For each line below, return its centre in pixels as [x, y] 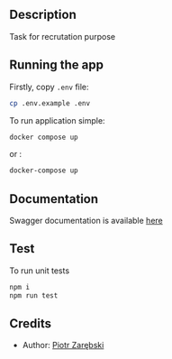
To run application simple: [57, 120]
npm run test [34, 295]
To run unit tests [40, 271]
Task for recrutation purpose [62, 36]
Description [43, 15]
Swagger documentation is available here [86, 221]
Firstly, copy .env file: [49, 87]
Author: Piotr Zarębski [63, 345]
